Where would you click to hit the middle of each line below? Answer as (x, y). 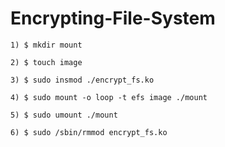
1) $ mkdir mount (46, 45)
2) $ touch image (46, 62)
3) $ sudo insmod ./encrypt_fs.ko (82, 80)
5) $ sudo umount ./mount (64, 115)
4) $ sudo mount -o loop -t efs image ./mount (109, 97)
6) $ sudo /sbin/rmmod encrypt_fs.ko (89, 132)
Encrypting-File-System (113, 18)
